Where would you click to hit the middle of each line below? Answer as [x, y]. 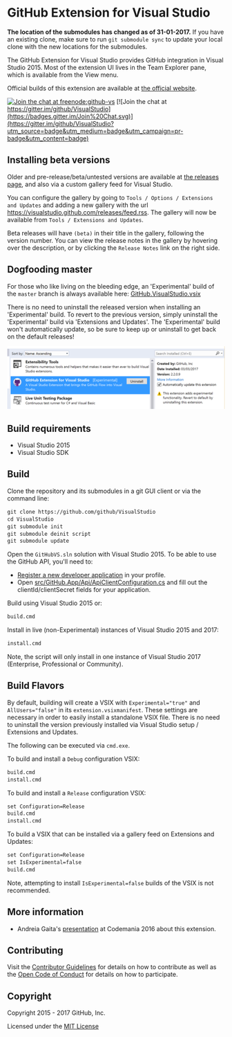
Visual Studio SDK [43, 453]
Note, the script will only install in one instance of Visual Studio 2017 [104, 657]
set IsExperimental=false [44, 863]
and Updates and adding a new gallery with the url [78, 205]
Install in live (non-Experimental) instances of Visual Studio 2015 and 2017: [113, 630]
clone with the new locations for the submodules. [77, 46]
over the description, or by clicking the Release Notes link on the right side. [114, 248]
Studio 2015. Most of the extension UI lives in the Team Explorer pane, [107, 67]
